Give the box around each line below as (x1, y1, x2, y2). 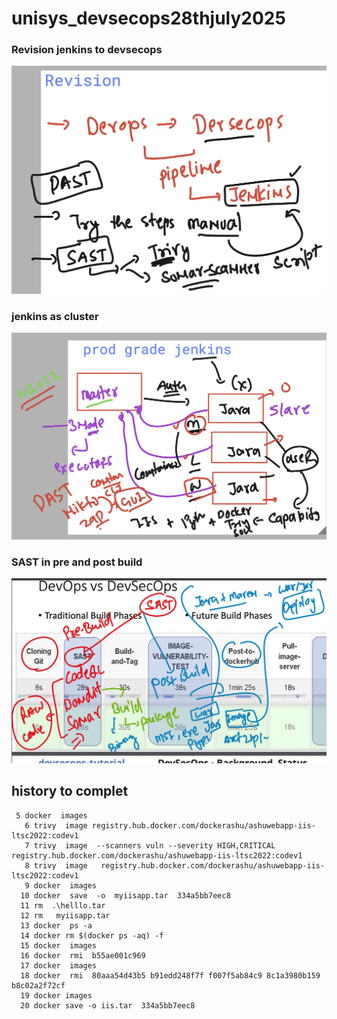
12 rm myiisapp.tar (20, 910, 111, 921)
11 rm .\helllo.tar (20, 900, 106, 911)
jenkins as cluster (11, 310, 99, 324)
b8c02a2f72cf (11, 980, 66, 991)
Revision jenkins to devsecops (11, 43, 163, 57)
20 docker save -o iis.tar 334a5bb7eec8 (20, 1000, 196, 1011)
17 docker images (20, 960, 98, 971)
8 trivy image (24, 860, 88, 871)
